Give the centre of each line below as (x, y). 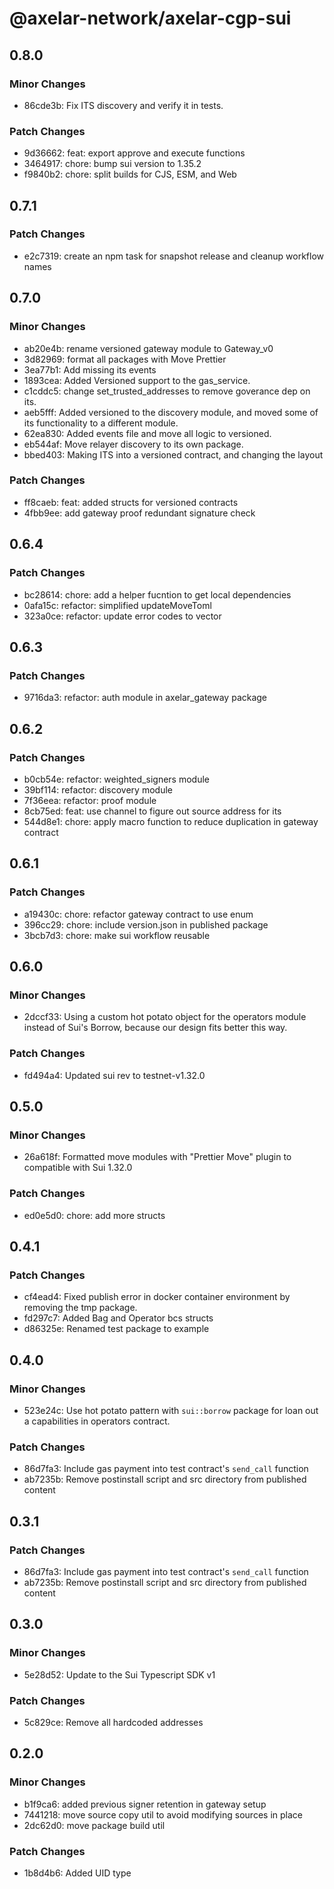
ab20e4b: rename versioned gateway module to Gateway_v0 (148, 348)
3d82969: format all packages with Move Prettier (125, 359)
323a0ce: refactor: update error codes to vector (122, 616)
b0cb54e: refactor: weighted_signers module (116, 779)
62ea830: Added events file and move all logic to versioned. (147, 433)
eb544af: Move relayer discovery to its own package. (133, 444)
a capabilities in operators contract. (97, 1421)
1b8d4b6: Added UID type (77, 1873)
